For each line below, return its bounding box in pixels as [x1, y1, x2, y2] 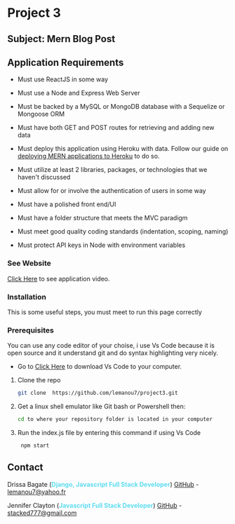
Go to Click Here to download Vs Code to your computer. [17, 363, 182, 371]
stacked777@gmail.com [7, 509, 77, 517]
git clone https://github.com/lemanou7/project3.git [17, 389, 178, 397]
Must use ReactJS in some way [17, 75, 109, 83]
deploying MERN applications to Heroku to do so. [17, 152, 160, 161]
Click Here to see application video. [7, 274, 110, 283]
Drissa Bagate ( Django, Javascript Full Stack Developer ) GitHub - [7, 480, 199, 488]
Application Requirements [7, 56, 124, 68]
